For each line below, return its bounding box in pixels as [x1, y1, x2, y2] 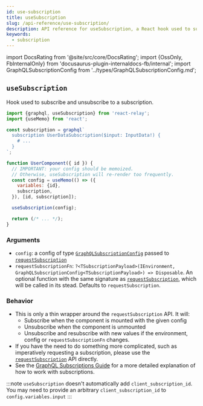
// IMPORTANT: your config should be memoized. [11, 166, 134, 172]
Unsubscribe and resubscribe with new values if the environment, [24, 330, 188, 337]
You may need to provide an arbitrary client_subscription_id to [6, 387, 166, 394]
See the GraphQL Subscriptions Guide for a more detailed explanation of [14, 362, 196, 369]
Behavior [6, 296, 33, 305]
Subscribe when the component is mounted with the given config [24, 317, 187, 324]
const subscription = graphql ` [6, 126, 85, 133]
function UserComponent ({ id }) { [6, 160, 94, 166]
